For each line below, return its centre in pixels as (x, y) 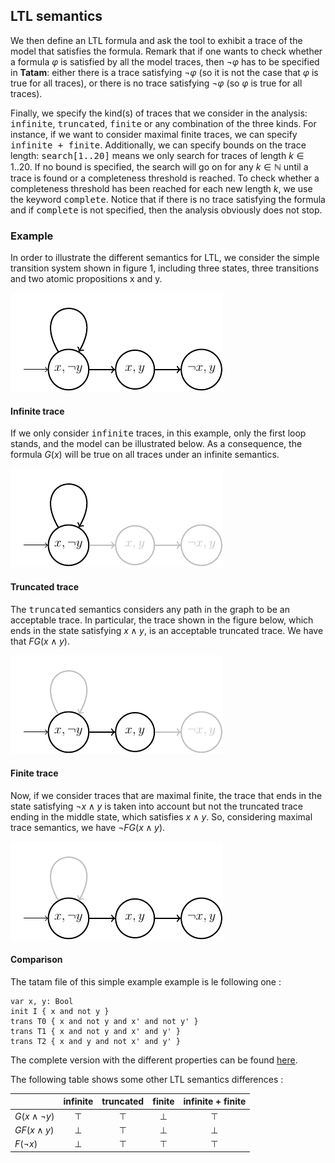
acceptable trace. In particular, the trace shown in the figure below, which (162, 620)
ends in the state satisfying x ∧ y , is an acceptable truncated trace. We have (167, 630)
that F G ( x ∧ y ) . (40, 641)
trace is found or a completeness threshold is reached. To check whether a (165, 178)
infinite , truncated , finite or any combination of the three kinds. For (163, 123)
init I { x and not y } (60, 1011)
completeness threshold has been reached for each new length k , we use (161, 188)
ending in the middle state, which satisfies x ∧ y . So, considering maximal (161, 816)
